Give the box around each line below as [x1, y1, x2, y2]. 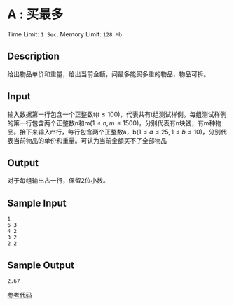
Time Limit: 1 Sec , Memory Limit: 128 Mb [7, 29, 123, 39]
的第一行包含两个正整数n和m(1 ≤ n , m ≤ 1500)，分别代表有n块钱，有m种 [7, 118, 216, 127]
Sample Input [7, 197, 67, 209]
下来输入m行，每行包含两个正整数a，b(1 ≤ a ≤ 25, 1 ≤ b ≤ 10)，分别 [25, 127, 221, 136]
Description [7, 50, 60, 62]
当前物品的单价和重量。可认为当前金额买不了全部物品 [13, 136, 167, 144]
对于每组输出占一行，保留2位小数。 [7, 176, 110, 185]
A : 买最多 [7, 6, 64, 22]
